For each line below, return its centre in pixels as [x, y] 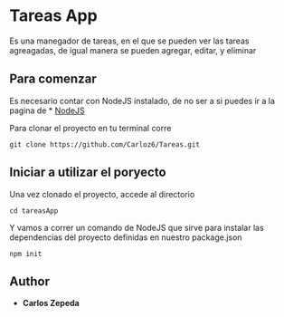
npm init [26, 254]
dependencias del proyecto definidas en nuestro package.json [126, 237]
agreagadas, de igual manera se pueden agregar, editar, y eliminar [133, 50]
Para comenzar [53, 79]
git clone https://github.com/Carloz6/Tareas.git [105, 144]
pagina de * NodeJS [47, 110]
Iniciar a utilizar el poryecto [88, 173]
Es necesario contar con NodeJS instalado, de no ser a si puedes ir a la [142, 101]
